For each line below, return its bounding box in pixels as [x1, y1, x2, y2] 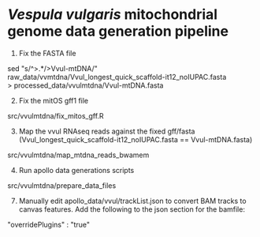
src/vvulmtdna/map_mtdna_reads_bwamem [7, 150, 150, 160]
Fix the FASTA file [18, 48, 76, 58]
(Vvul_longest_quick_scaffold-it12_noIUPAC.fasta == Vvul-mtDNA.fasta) [18, 134, 253, 144]
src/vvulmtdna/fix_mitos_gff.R [7, 111, 104, 120]
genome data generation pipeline [7, 22, 229, 40]
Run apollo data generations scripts [18, 165, 135, 175]
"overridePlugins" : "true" [7, 220, 91, 229]
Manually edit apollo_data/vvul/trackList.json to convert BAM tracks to [18, 196, 247, 205]
